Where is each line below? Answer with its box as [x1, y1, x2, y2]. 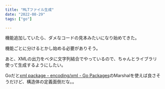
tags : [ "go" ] [5, 16, 32, 21]
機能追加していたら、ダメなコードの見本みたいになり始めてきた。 [5, 35, 140, 41]
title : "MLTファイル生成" [5, 7, 55, 12]
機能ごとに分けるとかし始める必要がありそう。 [5, 45, 101, 51]
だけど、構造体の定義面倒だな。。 [9, 79, 77, 85]
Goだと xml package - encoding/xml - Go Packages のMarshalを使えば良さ [5, 73, 157, 79]
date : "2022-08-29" [5, 12, 46, 17]
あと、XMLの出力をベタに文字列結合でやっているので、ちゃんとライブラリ [5, 56, 158, 62]
